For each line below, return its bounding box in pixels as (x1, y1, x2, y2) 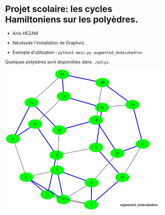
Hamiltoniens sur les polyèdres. (5, 14, 138, 25)
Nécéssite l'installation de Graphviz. (12, 39, 85, 45)
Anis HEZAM (12, 30, 39, 36)
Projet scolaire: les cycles (5, 3, 113, 15)
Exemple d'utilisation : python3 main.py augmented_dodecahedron (12, 49, 142, 55)
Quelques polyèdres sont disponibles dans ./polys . (5, 59, 110, 65)
